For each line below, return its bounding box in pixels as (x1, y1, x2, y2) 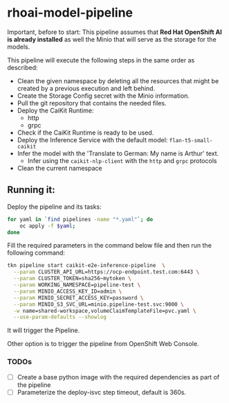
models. (7, 42, 30, 51)
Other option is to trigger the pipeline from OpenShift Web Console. (7, 340, 199, 348)
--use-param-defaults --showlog (13, 314, 107, 320)
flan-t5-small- (169, 137, 213, 144)
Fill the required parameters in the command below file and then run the (7, 241, 212, 250)
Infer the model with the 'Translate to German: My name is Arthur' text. (17, 149, 219, 157)
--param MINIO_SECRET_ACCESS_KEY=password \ (13, 294, 144, 301)
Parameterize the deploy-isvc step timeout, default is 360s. (17, 388, 187, 396)
